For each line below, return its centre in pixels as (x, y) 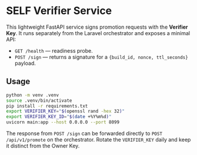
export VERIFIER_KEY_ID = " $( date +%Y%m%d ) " (59, 117)
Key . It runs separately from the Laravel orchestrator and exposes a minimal (98, 33)
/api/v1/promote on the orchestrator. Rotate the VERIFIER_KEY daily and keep (98, 139)
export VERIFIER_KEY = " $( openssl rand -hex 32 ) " (66, 111)
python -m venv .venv (33, 95)
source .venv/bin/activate (39, 101)
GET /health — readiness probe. (54, 50)
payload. (25, 63)
